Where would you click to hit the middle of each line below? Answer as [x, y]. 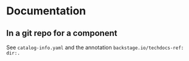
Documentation [46, 11]
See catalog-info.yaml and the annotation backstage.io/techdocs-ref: [95, 47]
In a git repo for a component [62, 33]
